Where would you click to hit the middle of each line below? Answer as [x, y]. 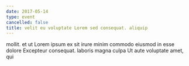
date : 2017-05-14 [27, 11]
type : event [20, 17]
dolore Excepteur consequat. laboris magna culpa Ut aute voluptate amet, [95, 51]
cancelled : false [27, 22]
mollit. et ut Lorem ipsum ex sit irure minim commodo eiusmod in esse [90, 44]
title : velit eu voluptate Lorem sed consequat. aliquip [77, 28]
